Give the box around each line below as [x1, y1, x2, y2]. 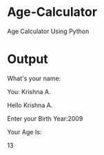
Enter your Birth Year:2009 [7, 114, 83, 122]
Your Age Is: [7, 127, 42, 136]
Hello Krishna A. [7, 101, 53, 109]
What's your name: [7, 74, 61, 82]
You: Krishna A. [7, 87, 51, 95]
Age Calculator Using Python [7, 27, 90, 35]
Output [7, 51, 48, 67]
